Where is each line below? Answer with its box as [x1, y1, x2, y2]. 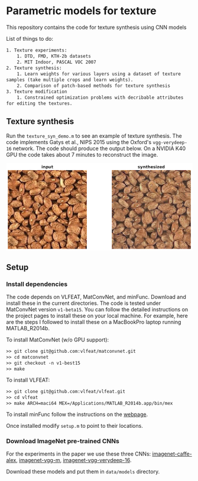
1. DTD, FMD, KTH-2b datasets [17, 53, 92, 59]
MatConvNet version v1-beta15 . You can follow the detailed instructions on [6, 305, 188, 313]
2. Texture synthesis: [6, 65, 62, 71]
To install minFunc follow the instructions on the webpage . [6, 411, 148, 418]
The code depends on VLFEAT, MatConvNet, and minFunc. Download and [6, 293, 186, 300]
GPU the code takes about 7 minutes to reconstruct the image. [6, 151, 158, 158]
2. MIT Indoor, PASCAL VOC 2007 [17, 59, 96, 65]
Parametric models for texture [6, 4, 157, 18]
